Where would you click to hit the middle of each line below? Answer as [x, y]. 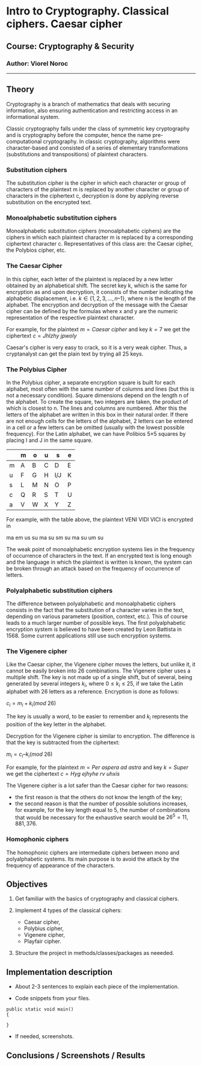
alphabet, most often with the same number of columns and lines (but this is [100, 389]
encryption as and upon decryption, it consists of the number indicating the [100, 292]
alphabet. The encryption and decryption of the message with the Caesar [97, 305]
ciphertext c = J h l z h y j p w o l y [41, 336]
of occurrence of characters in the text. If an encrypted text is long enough [99, 555]
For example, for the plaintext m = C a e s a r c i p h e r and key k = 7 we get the [98, 329]
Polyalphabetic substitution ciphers [60, 590]
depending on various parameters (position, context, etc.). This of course [97, 616]
